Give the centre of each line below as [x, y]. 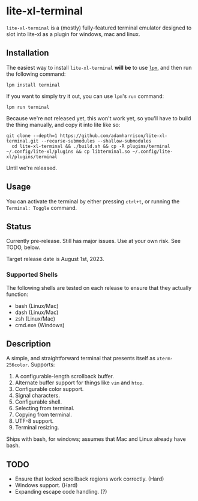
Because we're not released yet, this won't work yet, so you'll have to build [99, 118]
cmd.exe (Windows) [40, 325]
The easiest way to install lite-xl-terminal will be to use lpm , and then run [99, 67]
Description [28, 344]
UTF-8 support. [34, 421]
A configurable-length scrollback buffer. [64, 377]
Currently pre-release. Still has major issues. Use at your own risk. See [94, 241]
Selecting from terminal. [45, 408]
